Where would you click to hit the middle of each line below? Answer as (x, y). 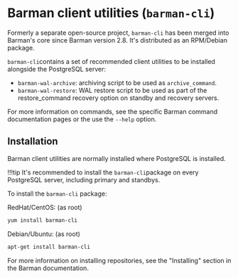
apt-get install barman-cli (49, 247)
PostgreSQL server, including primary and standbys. (84, 179)
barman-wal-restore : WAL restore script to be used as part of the (112, 90)
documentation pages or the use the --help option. (82, 119)
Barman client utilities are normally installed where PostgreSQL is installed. (117, 158)
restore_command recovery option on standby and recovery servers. (118, 98)
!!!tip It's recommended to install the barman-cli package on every (103, 172)
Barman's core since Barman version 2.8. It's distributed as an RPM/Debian (117, 40)
